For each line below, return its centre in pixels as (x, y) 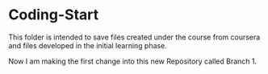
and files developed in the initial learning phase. (88, 45)
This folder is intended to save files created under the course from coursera (134, 37)
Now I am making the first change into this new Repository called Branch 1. (133, 61)
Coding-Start (54, 15)
